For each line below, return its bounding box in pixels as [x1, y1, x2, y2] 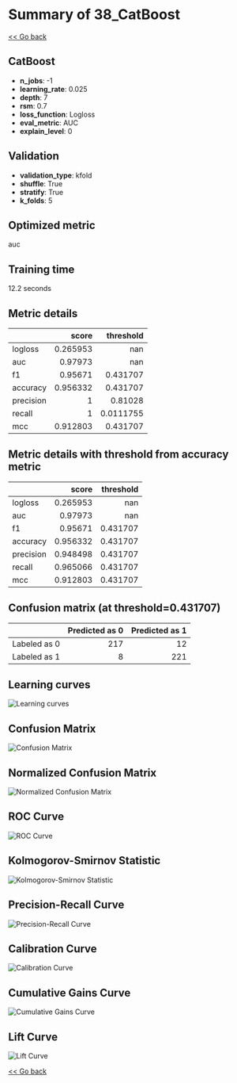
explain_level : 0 [19, 126, 73, 136]
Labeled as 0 [12, 638, 61, 649]
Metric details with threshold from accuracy [8, 448, 229, 461]
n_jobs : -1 [19, 75, 53, 85]
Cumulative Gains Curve [8, 985, 131, 1000]
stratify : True [19, 187, 64, 197]
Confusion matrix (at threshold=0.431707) [8, 601, 221, 615]
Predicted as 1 [130, 625, 187, 636]
